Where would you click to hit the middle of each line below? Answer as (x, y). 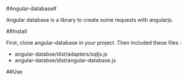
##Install (17, 31)
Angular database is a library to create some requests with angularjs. (90, 20)
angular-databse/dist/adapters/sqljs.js (61, 54)
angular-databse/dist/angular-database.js (65, 60)
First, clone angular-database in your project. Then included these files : (94, 43)
